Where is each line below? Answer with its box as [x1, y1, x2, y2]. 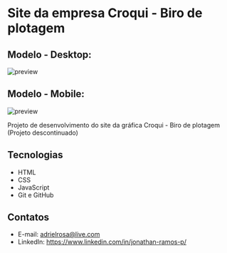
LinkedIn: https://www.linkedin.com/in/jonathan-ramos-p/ [17, 237, 187, 247]
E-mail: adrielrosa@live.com [17, 230, 100, 239]
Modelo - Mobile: [7, 88, 85, 100]
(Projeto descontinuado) [7, 128, 78, 137]
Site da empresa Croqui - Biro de [7, 5, 203, 21]
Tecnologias [7, 149, 63, 161]
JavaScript [17, 183, 50, 192]
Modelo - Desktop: [7, 48, 92, 61]
